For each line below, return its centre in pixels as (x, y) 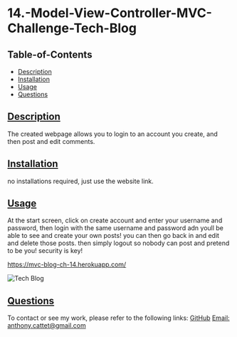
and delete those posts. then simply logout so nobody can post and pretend (118, 243)
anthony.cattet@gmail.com (47, 326)
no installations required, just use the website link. (81, 181)
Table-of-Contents (50, 55)
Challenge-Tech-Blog (72, 28)
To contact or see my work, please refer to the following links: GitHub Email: (118, 318)
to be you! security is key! (45, 251)
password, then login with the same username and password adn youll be (116, 228)
